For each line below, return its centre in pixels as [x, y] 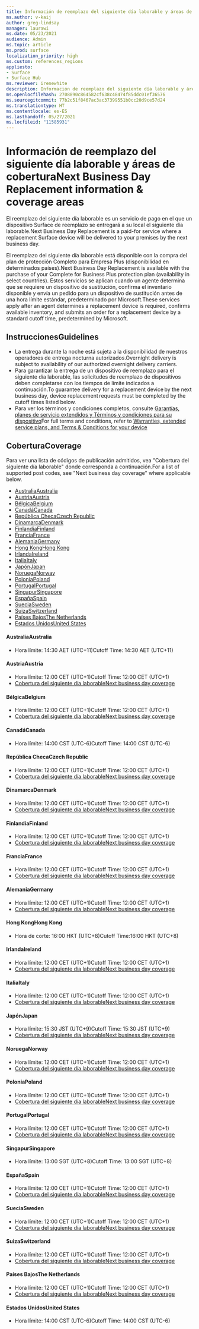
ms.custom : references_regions [45, 61]
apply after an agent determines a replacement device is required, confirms [98, 306]
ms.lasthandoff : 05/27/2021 [41, 116]
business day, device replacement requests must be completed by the [100, 395]
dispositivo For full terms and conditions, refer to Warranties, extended [100, 421]
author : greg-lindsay [33, 23]
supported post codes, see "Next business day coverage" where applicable [98, 473]
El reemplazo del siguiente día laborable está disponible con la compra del [97, 256]
